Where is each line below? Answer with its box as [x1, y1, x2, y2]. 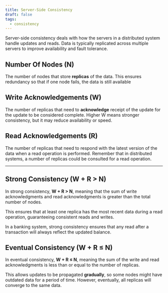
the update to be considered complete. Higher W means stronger [5, 112, 139, 118]
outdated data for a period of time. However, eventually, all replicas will [5, 277, 151, 283]
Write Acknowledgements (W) [5, 93, 101, 102]
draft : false [5, 12, 32, 17]
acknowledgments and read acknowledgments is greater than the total [5, 193, 151, 199]
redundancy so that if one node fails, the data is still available [5, 79, 131, 85]
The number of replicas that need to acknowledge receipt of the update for [5, 106, 161, 113]
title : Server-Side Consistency [5, 7, 72, 13]
